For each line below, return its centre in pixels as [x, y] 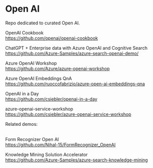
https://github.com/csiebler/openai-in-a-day [51, 99]
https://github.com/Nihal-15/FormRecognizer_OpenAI [61, 145]
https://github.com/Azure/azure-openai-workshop [58, 69]
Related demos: [21, 124]
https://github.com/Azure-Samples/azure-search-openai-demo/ [72, 53]
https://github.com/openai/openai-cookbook [52, 38]
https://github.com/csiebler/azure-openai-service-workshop [68, 114]
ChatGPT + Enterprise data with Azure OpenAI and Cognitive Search [76, 48]
